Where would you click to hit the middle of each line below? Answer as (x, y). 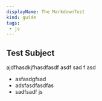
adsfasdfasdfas (34, 85)
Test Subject (30, 53)
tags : (13, 23)
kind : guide (21, 17)
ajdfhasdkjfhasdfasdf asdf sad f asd (51, 67)
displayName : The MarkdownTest (46, 12)
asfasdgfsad (30, 79)
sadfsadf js (29, 92)
